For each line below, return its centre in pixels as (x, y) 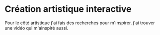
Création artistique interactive (68, 9)
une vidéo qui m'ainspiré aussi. (36, 28)
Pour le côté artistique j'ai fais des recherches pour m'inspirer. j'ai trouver (80, 23)
